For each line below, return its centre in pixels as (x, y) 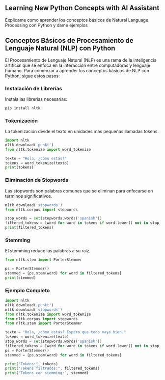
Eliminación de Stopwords (37, 180)
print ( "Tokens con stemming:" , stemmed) (47, 373)
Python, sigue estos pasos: (32, 76)
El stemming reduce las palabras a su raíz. (48, 251)
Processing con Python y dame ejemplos (46, 25)
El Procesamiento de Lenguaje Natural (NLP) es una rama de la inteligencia (81, 60)
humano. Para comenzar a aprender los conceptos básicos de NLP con (77, 70)
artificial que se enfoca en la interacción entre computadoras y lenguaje (78, 65)
